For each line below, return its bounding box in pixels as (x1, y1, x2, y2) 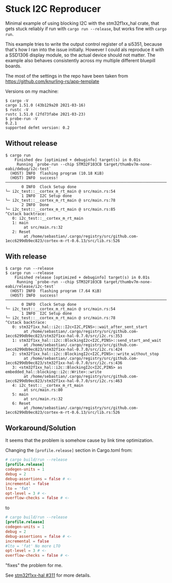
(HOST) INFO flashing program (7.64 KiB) (10, 288, 102, 294)
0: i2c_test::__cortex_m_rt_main (12, 215, 83, 221)
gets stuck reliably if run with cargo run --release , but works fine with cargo (5, 25, 167, 31)
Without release (5, 139, 58, 148)
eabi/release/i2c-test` (5, 284, 56, 289)
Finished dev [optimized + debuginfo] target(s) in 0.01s (14, 157, 141, 162)
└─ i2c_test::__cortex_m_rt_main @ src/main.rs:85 (5, 207, 116, 212)
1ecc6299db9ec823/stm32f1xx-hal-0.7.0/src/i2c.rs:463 (5, 378, 123, 384)
